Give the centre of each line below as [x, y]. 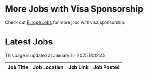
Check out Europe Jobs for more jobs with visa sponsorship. [65, 22]
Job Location [48, 67]
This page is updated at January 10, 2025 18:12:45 [55, 55]
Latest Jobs [29, 42]
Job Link [78, 67]
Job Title [18, 67]
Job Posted [106, 67]
